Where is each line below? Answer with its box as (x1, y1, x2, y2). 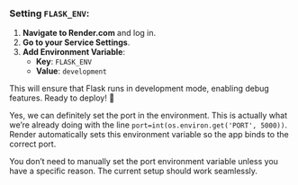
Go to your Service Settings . (22, 37, 131, 48)
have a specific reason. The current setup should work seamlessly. (9, 165, 258, 177)
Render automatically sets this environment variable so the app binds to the (9, 129, 290, 140)
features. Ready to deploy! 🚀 (9, 92, 115, 103)
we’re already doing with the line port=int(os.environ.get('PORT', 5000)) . (9, 119, 288, 130)
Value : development (35, 66, 107, 76)
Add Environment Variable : (22, 47, 126, 57)
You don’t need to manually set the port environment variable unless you (9, 156, 279, 167)
